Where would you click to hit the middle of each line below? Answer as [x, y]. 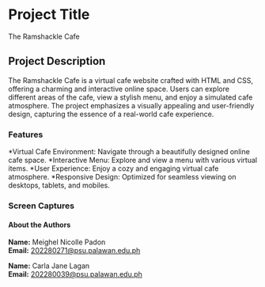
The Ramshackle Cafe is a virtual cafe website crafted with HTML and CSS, [131, 80]
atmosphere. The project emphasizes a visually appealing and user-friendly [131, 105]
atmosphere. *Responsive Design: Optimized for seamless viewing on [122, 177]
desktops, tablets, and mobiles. [59, 185]
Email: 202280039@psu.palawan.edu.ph [75, 274]
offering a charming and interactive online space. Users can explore [119, 89]
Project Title [49, 15]
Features [26, 134]
